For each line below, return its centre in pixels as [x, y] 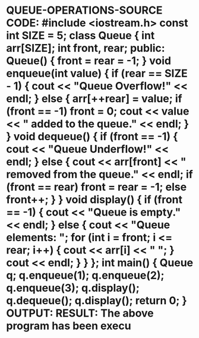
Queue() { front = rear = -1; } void [89, 61]
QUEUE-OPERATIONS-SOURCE [84, 10]
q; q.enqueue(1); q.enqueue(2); [85, 275]
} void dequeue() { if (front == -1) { [92, 137]
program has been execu [69, 326]
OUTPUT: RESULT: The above [80, 313]
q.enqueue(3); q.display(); [73, 288]
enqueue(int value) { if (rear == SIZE [97, 73]
